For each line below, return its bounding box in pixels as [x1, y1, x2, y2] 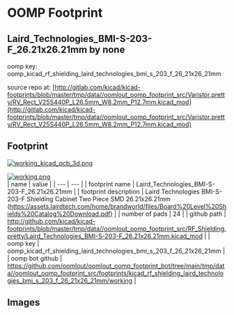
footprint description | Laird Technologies [81, 187, 200, 196]
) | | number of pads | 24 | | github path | [110, 210, 226, 218]
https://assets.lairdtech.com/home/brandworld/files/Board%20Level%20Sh [9, 202, 227, 210]
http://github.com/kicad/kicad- [7, 217, 96, 225]
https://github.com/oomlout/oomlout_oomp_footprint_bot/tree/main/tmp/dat [7, 261, 225, 270]
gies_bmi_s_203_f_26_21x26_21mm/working [7, 276, 133, 284]
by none [89, 43, 125, 55]
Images [7, 297, 40, 309]
